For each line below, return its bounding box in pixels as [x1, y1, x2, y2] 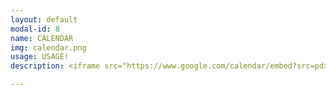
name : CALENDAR [10, 33, 74, 43]
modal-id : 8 [10, 24, 60, 34]
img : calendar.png [10, 42, 87, 53]
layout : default [10, 14, 78, 25]
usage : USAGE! [10, 52, 70, 62]
